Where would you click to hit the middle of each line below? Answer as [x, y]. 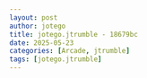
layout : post [34, 17]
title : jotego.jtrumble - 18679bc [74, 34]
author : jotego [38, 26]
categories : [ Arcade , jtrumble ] [69, 51]
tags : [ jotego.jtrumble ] [56, 59]
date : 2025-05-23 [42, 43]
